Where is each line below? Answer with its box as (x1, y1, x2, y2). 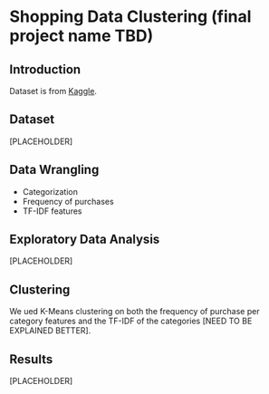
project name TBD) (9, 25, 154, 46)
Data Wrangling (9, 162, 100, 178)
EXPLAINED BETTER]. (9, 325, 91, 336)
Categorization (22, 186, 79, 197)
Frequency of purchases (22, 196, 115, 207)
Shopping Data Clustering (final (9, 6, 252, 27)
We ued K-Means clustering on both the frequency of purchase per (9, 306, 260, 317)
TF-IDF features (22, 206, 82, 216)
